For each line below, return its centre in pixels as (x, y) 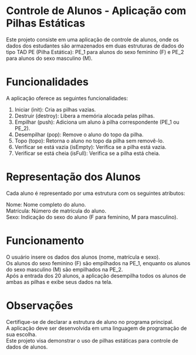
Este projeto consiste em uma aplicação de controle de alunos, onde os (92, 39)
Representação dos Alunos (73, 177)
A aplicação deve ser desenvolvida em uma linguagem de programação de (97, 328)
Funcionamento (45, 241)
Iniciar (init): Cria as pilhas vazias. (55, 109)
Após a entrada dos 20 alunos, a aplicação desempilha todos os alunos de (96, 275)
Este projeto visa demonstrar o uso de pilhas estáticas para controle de (92, 340)
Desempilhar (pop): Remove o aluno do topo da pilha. (79, 134)
